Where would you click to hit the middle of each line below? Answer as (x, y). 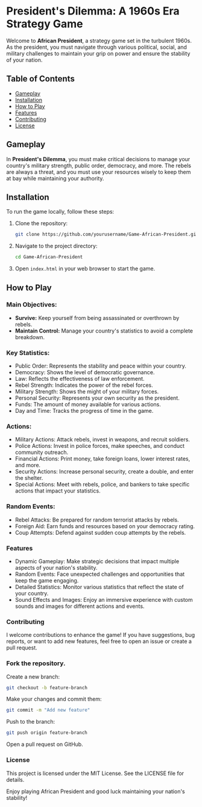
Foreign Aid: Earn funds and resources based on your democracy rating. (105, 526)
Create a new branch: (33, 677)
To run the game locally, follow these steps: (60, 212)
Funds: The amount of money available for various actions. (88, 404)
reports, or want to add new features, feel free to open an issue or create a (99, 642)
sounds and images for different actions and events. (80, 606)
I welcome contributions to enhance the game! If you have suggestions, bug (101, 635)
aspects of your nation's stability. (56, 568)
